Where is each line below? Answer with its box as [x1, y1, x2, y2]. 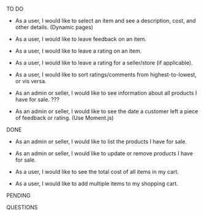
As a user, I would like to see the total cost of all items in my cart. [15, 168, 179, 175]
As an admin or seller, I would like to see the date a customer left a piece [15, 108, 198, 115]
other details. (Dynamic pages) [15, 24, 94, 31]
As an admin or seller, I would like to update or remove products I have [15, 150, 193, 157]
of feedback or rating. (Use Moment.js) [15, 114, 114, 121]
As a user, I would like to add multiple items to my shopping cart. [15, 180, 179, 187]
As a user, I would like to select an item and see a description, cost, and [15, 17, 196, 24]
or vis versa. [15, 78, 47, 84]
